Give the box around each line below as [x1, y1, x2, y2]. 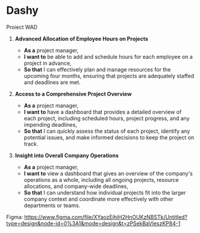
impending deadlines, [23, 121, 77, 128]
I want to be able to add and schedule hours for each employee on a [23, 53, 193, 60]
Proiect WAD [6, 23, 38, 31]
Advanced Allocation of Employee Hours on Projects [14, 35, 149, 42]
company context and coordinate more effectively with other [23, 195, 174, 202]
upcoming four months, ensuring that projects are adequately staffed [23, 72, 195, 79]
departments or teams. [23, 202, 81, 209]
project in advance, [23, 59, 72, 67]
